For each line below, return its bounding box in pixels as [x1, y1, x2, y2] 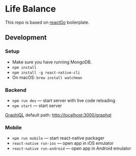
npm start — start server [12, 103, 62, 109]
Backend [5, 86, 27, 93]
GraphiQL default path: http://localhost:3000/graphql [5, 112, 112, 118]
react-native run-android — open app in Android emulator [12, 145, 132, 151]
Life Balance [5, 3, 56, 15]
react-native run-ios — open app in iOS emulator [12, 140, 114, 146]
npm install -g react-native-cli [12, 70, 80, 75]
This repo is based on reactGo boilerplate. [5, 19, 90, 25]
